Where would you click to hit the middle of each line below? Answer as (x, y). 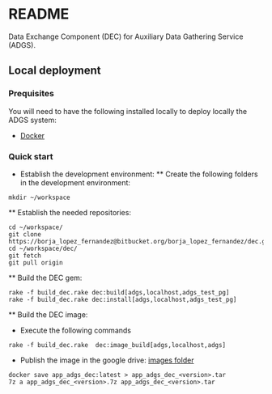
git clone (25, 234)
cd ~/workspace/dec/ (43, 248)
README (39, 14)
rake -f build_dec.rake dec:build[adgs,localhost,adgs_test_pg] (119, 292)
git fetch (25, 256)
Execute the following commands (76, 330)
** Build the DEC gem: (45, 277)
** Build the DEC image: (48, 314)
